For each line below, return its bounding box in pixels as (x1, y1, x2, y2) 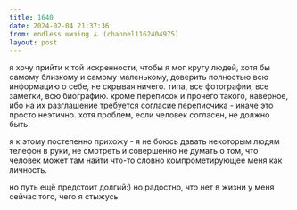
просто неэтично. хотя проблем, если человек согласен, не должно (9, 109, 270, 120)
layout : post (9, 37, 58, 47)
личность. (9, 165, 47, 175)
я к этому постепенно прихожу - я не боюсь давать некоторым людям (9, 136, 280, 147)
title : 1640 (9, 12, 54, 22)
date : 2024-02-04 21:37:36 (9, 21, 110, 30)
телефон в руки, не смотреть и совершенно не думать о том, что (9, 146, 259, 157)
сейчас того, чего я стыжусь (9, 191, 119, 202)
